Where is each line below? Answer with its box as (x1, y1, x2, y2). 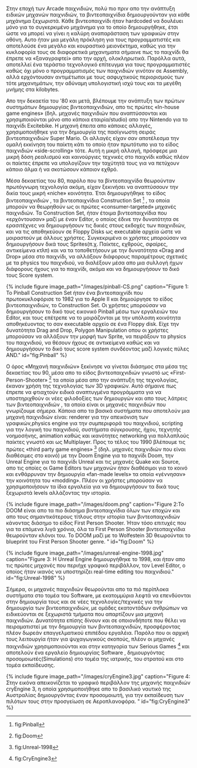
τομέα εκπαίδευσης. (6, 661, 56, 668)
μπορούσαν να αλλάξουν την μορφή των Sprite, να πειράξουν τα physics (6, 332, 186, 339)
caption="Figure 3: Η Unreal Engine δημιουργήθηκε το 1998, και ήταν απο (6, 555, 186, 562)
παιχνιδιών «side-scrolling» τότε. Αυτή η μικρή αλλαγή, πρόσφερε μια (6, 147, 178, 154)
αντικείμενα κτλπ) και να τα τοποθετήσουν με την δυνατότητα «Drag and (6, 246, 185, 254)
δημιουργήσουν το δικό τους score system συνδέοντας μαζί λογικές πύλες (6, 345, 189, 352)
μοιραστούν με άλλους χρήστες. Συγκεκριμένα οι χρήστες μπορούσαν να (6, 234, 187, 241)
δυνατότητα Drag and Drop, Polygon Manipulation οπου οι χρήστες (6, 327, 169, 334)
